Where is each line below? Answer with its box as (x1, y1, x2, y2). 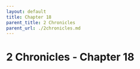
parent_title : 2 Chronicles (6, 19, 76, 25)
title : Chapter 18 (6, 14, 52, 20)
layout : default (6, 8, 46, 15)
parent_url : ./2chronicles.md (6, 25, 81, 31)
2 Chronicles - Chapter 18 (6, 51, 135, 64)
